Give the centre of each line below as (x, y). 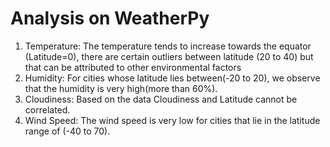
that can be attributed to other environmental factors (133, 67)
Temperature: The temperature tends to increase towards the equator (168, 46)
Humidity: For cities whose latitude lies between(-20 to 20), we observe (172, 78)
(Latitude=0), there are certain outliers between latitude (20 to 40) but (169, 56)
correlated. (47, 109)
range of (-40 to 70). (67, 131)
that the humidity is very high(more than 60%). (121, 88)
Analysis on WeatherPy (110, 18)
